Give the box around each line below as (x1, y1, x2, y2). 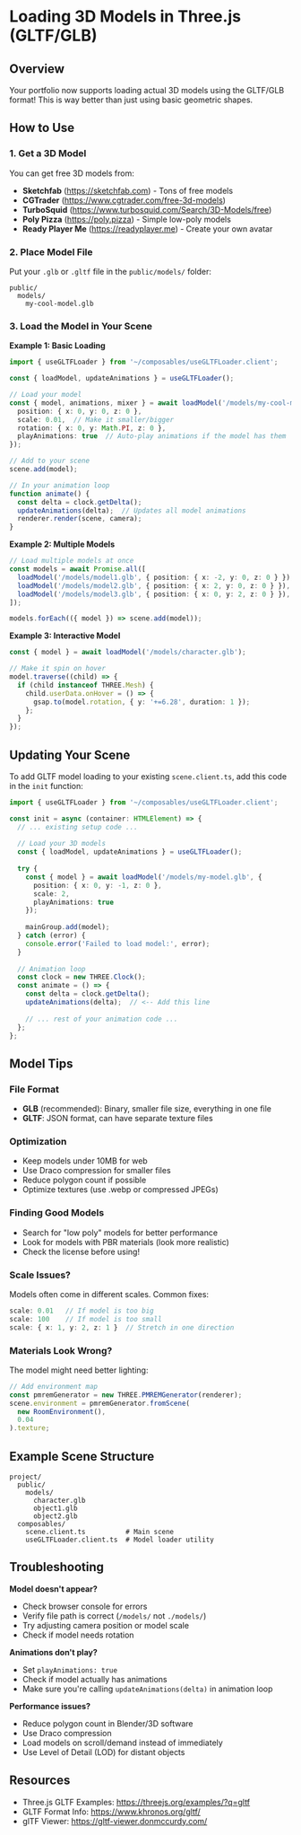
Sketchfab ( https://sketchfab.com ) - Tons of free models (21, 185, 234, 196)
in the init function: (9, 780, 83, 791)
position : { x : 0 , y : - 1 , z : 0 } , (32, 881, 163, 890)
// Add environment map (9, 1382, 99, 1391)
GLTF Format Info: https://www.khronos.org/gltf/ (21, 1806, 202, 1817)
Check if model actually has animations (21, 1673, 168, 1684)
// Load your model (9, 391, 82, 399)
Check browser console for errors (21, 1601, 148, 1611)
